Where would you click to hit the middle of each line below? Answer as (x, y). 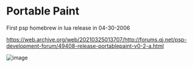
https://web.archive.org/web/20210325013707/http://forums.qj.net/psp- (96, 39)
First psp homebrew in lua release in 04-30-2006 (68, 28)
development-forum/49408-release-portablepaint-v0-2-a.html (85, 46)
